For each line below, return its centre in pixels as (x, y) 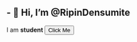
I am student (25, 30)
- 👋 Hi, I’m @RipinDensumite (68, 13)
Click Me (59, 30)
